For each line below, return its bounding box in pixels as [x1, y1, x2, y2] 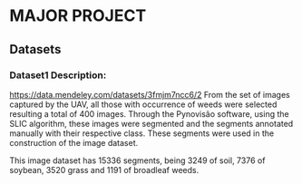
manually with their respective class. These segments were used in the [9, 128, 275, 139]
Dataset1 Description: [9, 69, 107, 82]
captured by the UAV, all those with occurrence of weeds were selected [9, 99, 278, 110]
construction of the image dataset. [9, 137, 139, 148]
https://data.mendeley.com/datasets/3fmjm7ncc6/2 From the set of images [9, 89, 290, 100]
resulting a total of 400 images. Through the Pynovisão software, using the [9, 108, 289, 119]
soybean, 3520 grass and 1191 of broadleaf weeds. [9, 164, 200, 175]
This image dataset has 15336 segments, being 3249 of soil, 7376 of [9, 155, 266, 166]
